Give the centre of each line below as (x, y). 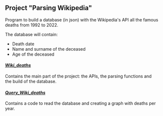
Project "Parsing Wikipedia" (49, 8)
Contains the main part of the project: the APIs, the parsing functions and (78, 76)
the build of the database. (31, 81)
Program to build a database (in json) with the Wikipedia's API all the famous (82, 19)
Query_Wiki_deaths (25, 93)
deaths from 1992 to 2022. (32, 25)
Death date (23, 44)
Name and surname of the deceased (49, 49)
